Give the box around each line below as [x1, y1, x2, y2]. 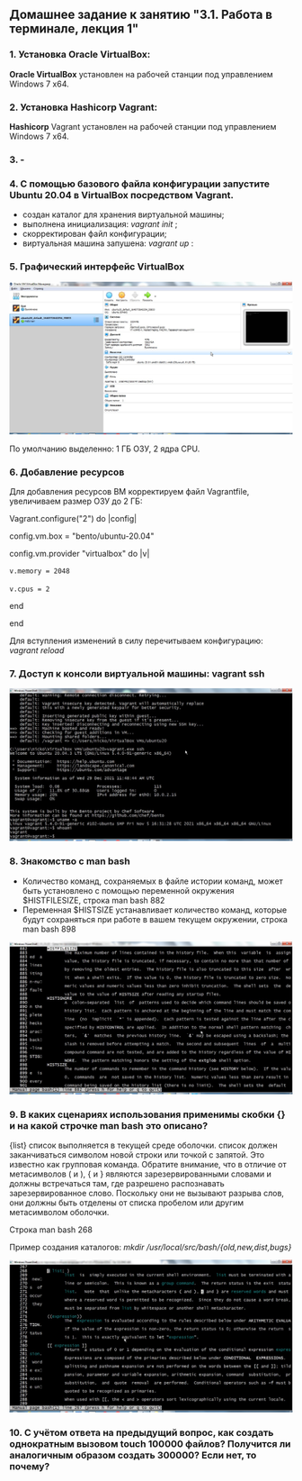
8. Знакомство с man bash [9, 855, 130, 868]
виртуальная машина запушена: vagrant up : [22, 238, 194, 249]
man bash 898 [22, 923, 76, 934]
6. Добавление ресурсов [9, 466, 125, 478]
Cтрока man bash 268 [9, 1224, 93, 1235]
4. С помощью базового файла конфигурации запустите [9, 177, 271, 190]
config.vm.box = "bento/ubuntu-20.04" [9, 531, 155, 541]
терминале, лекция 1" [9, 22, 139, 37]
